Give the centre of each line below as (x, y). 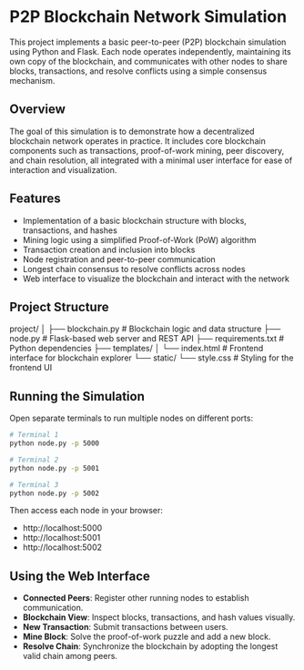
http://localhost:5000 (62, 528)
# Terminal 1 (34, 435)
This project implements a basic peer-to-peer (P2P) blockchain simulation (148, 42)
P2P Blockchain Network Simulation (148, 17)
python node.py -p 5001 (55, 468)
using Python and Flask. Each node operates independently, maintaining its (150, 51)
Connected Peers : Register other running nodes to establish (136, 598)
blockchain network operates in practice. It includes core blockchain (137, 141)
